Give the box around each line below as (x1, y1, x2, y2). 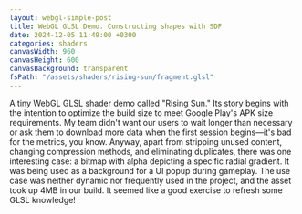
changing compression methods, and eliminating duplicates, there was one (9, 146, 292, 157)
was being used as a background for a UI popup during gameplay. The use (9, 165, 290, 176)
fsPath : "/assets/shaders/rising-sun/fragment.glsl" (9, 73, 214, 82)
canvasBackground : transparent (9, 65, 129, 74)
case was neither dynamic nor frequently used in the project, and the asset (9, 175, 292, 186)
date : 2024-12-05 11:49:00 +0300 (9, 30, 137, 39)
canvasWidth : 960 (9, 47, 76, 56)
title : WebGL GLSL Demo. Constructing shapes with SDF (9, 22, 223, 31)
